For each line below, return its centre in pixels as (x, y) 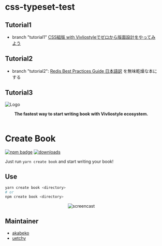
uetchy (19, 238)
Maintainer (22, 221)
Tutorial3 (19, 93)
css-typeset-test (40, 7)
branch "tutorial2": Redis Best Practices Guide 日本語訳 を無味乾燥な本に (85, 71)
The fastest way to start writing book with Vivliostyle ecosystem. (81, 114)
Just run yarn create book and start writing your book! (59, 161)
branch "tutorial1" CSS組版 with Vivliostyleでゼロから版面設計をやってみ (84, 37)
